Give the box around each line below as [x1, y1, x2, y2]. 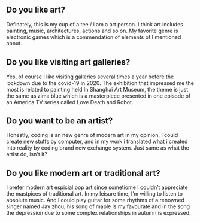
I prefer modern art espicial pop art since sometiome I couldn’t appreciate [6, 184, 188, 191]
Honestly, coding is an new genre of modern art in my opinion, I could [6, 132, 178, 139]
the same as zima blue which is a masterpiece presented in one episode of [6, 92, 191, 99]
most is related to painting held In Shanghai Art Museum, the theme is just [6, 86, 189, 93]
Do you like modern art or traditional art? [6, 168, 160, 178]
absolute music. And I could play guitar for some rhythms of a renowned [6, 197, 184, 204]
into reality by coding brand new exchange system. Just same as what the [6, 144, 190, 151]
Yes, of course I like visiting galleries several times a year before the [6, 73, 174, 80]
